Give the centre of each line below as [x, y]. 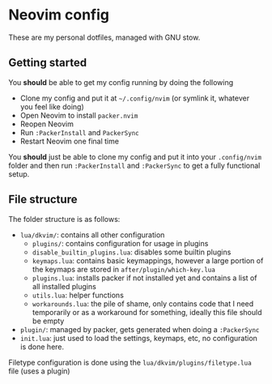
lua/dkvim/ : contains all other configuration [92, 235]
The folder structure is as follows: [64, 219]
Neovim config [59, 15]
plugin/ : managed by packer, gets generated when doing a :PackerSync [140, 329]
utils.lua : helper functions [78, 295]
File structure [43, 200]
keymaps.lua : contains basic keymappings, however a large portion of [148, 260]
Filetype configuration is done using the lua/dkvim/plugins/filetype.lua [130, 362]
